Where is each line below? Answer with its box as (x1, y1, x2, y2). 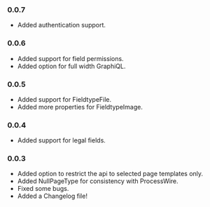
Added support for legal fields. (17, 136, 106, 145)
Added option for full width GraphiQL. (17, 62, 126, 70)
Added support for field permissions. (17, 54, 124, 62)
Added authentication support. (17, 21, 106, 29)
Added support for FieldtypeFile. (17, 95, 112, 103)
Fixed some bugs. (17, 185, 69, 193)
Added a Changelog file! (17, 192, 87, 201)
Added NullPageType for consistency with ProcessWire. (17, 177, 178, 185)
